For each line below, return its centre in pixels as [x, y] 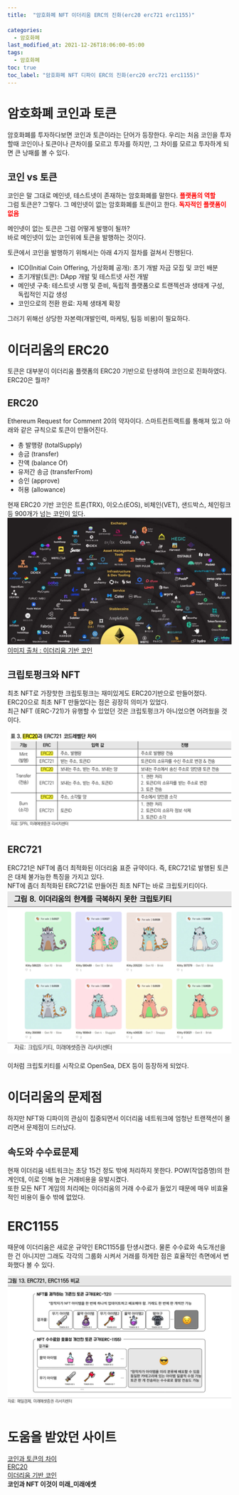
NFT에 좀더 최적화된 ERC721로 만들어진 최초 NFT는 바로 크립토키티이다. [108, 885]
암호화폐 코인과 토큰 [62, 113]
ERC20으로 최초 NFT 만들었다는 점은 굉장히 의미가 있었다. [88, 702]
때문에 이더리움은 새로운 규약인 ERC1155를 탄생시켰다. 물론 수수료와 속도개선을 [117, 1247]
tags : [15, 53]
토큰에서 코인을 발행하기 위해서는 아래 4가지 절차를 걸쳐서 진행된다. [101, 252]
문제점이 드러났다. [51, 1127]
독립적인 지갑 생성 [42, 294]
